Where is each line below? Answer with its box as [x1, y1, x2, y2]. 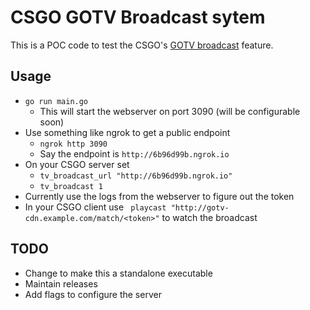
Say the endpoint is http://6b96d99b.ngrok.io [39, 147, 230, 160]
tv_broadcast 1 [39, 181, 103, 191]
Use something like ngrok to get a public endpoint [24, 126, 231, 138]
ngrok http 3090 [39, 139, 108, 149]
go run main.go [24, 96, 89, 106]
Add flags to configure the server [24, 288, 162, 300]
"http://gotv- [170, 202, 230, 213]
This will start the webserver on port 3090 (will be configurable [39, 105, 301, 117]
